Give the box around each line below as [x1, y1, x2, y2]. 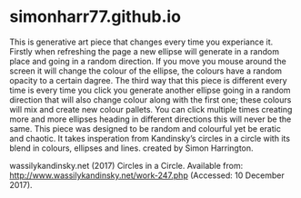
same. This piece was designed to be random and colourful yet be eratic [9, 123, 282, 134]
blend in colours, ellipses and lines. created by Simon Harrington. [9, 143, 254, 153]
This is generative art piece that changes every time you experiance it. [9, 36, 274, 47]
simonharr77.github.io [9, 6, 182, 27]
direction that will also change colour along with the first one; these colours [9, 94, 292, 105]
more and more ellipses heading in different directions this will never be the [9, 114, 292, 124]
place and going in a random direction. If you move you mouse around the [9, 55, 286, 66]
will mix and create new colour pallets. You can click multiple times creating [9, 104, 293, 114]
